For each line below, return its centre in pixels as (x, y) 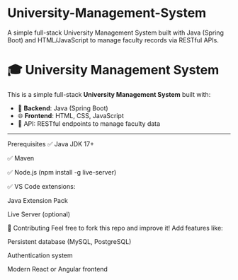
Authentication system (40, 255)
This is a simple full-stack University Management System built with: (109, 94)
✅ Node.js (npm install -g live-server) (62, 172)
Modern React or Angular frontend (58, 269)
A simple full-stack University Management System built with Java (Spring (116, 33)
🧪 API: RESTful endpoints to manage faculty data (89, 123)
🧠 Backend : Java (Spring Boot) (63, 108)
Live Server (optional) (39, 214)
